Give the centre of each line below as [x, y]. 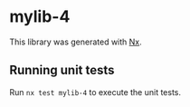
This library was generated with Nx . [76, 42]
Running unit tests [62, 70]
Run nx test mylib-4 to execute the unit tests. [95, 92]
